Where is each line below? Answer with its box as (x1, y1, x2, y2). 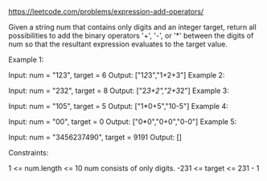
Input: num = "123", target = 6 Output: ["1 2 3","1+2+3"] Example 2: (8, 70, 225, 79)
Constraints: (8, 148, 49, 157)
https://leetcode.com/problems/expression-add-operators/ (8, 7, 204, 16)
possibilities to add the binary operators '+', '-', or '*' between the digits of (8, 31, 254, 40)
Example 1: (8, 55, 44, 64)
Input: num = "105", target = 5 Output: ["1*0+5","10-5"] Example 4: (8, 102, 228, 111)
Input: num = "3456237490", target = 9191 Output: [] (8, 132, 183, 142)
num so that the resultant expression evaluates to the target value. (8, 39, 228, 49)
